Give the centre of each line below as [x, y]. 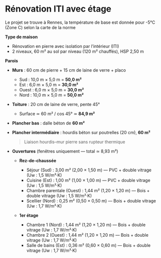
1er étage [29, 215]
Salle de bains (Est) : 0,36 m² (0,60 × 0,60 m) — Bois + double [88, 245]
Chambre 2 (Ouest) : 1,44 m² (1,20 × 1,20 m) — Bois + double [88, 235]
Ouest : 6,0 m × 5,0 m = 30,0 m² [51, 90]
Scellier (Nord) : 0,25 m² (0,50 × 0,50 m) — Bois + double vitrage [91, 201]
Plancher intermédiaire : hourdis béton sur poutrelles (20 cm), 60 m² [81, 132]
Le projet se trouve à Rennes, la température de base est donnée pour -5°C [80, 22]
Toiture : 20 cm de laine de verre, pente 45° [56, 104]
